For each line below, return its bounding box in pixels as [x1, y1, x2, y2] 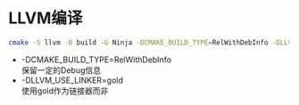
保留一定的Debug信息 [21, 64, 102, 76]
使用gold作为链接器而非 [21, 85, 109, 96]
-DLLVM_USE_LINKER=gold [21, 75, 124, 85]
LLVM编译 [8, 8, 83, 28]
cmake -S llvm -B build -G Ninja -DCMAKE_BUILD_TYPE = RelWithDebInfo [8, 37, 269, 47]
